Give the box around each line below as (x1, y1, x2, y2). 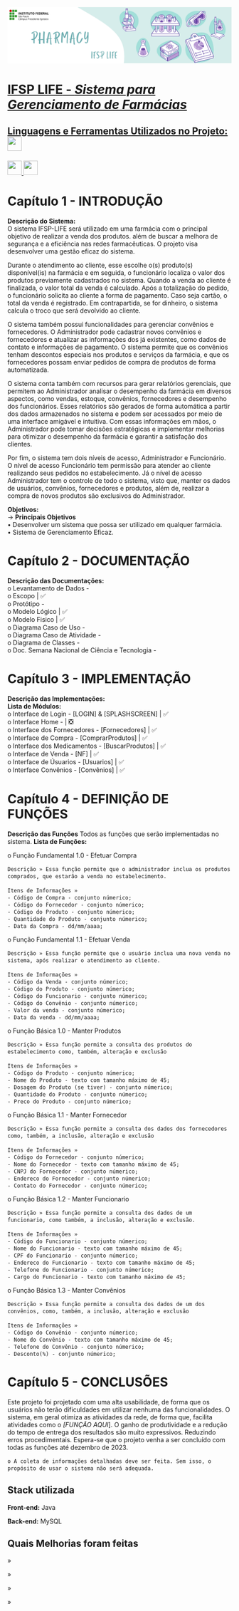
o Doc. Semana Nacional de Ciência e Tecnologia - (7, 645, 156, 655)
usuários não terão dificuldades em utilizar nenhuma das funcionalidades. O (7, 1405, 230, 1414)
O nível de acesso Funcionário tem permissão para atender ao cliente (7, 461, 211, 469)
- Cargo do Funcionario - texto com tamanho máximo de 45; (7, 1273, 186, 1281)
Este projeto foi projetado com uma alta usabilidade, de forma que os (7, 1397, 210, 1406)
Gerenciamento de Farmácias (7, 97, 187, 113)
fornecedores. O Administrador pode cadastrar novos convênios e (7, 328, 202, 336)
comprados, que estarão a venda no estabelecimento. (7, 872, 167, 880)
